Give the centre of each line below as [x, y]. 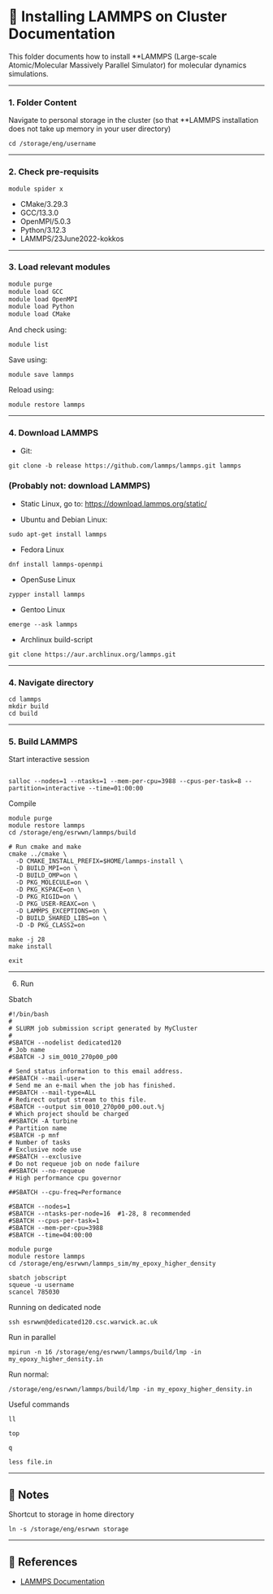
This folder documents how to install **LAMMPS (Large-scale [113, 56]
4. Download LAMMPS [54, 433]
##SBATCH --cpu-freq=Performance [65, 1193]
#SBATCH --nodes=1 [39, 1207]
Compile [22, 804]
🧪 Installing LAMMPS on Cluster [118, 17]
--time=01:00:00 [116, 789]
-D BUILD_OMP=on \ [47, 876]
